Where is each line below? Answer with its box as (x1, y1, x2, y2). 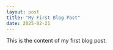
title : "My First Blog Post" (6, 15, 81, 21)
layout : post (6, 9, 40, 15)
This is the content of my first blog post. (6, 37, 107, 45)
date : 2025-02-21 (6, 20, 51, 26)
